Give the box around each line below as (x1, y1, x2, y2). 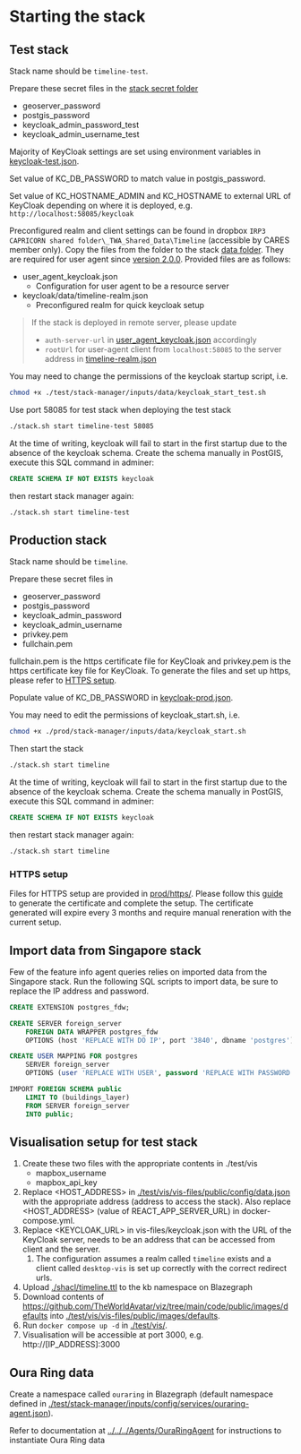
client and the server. (21, 1243, 101, 1255)
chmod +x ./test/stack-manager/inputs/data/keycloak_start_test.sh (9, 388, 267, 397)
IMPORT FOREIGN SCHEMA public (9, 1085, 123, 1094)
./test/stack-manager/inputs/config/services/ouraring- (47, 1398, 249, 1409)
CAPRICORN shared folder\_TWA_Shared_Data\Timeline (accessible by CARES (9, 235, 290, 245)
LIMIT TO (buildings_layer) (25, 1093, 130, 1102)
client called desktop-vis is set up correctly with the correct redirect (35, 1263, 288, 1274)
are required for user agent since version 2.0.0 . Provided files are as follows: (9, 254, 291, 264)
